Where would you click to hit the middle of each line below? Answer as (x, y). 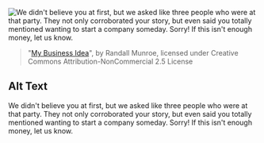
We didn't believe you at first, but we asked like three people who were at (128, 105)
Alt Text (28, 86)
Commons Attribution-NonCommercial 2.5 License (110, 61)
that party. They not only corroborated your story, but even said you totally (130, 114)
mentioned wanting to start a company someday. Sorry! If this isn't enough (130, 122)
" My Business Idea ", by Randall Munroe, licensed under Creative (133, 53)
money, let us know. (41, 130)
